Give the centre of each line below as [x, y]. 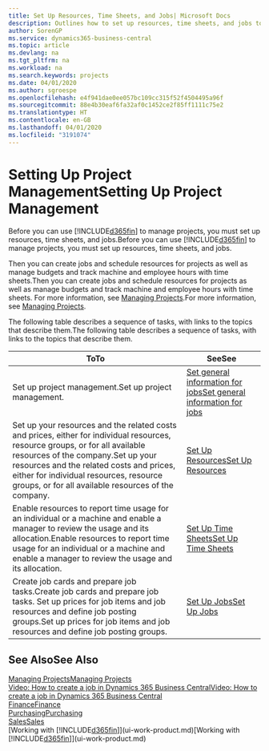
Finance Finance [35, 705]
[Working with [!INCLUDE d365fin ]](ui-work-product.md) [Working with [124, 730]
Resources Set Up [219, 460]
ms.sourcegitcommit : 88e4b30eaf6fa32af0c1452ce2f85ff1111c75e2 [116, 105]
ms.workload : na [35, 68]
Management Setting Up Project [115, 191]
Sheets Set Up [213, 538]
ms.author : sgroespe [43, 90]
